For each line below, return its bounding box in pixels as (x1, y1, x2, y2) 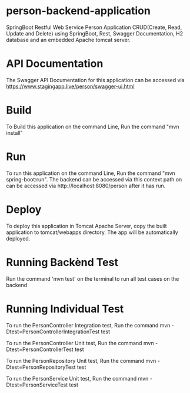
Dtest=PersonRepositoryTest (6, 363, 76, 371)
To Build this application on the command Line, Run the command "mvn (6, 123, 179, 130)
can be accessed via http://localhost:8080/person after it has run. (6, 182, 166, 189)
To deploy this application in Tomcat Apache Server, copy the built (6, 222, 167, 229)
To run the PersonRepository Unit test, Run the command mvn (6, 357, 156, 364)
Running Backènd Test (6, 255, 119, 269)
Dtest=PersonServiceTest (6, 381, 68, 388)
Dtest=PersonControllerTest (6, 346, 74, 353)
